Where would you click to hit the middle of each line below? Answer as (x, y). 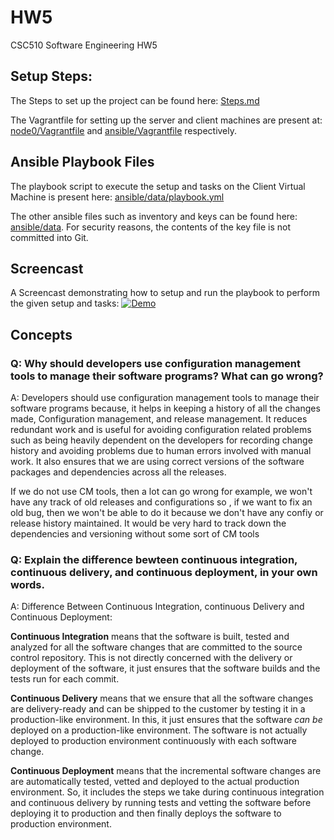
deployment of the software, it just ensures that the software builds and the (165, 668)
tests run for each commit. (65, 679)
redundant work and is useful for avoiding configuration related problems (161, 430)
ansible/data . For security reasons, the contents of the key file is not (151, 227)
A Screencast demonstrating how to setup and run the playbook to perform (165, 293)
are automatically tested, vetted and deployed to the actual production (155, 782)
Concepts (41, 334)
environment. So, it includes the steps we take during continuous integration (167, 792)
